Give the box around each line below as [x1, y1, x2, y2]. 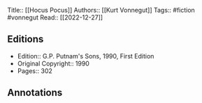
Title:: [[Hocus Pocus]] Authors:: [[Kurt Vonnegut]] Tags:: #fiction [7, 6, 196, 14]
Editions [7, 33, 44, 45]
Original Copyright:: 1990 [17, 59, 89, 68]
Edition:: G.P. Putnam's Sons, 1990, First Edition [17, 51, 154, 60]
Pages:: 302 [17, 66, 52, 75]
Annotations [7, 87, 63, 99]
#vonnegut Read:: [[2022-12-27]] [7, 13, 103, 22]
